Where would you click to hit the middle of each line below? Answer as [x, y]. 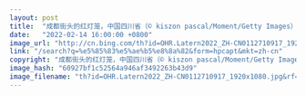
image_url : [30, 43]
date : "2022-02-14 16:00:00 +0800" [81, 34]
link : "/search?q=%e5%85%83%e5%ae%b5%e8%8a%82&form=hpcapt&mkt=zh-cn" [146, 52]
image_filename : [40, 77]
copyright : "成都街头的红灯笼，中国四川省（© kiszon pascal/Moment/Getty [142, 60]
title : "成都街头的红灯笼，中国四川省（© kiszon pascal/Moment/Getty [136, 26]
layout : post [34, 18]
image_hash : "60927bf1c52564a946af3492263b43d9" [103, 69]
